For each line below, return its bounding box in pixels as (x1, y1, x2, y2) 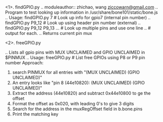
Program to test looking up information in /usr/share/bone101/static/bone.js (5, 9, 158, 15)
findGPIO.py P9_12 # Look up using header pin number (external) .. (5, 20, 141, 26)
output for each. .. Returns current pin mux (5, 30, 93, 36)
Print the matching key (12, 111, 58, 117)
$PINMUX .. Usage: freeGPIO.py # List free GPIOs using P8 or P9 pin (5, 55, 145, 61)
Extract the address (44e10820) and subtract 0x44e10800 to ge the (12, 91, 151, 96)
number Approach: (5, 60, 44, 65)
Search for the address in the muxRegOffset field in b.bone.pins (12, 106, 143, 112)
